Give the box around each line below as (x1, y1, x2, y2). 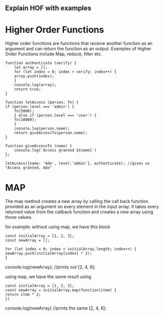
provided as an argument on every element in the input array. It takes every (5, 204, 159, 210)
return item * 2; (5, 292, 41, 297)
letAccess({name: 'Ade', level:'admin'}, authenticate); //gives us (5, 161, 150, 166)
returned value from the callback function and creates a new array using (5, 209, 154, 215)
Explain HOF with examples (5, 4, 92, 12)
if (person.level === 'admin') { (5, 104, 75, 109)
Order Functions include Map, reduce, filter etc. (5, 51, 102, 57)
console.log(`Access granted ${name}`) (14, 148, 97, 153)
